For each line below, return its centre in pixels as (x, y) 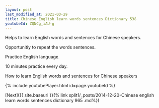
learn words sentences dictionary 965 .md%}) (52, 101)
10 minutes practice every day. (37, 66)
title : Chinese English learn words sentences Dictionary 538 (71, 19)
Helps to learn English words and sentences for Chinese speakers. (73, 38)
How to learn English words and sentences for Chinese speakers (71, 76)
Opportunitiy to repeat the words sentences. (50, 47)
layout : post (19, 10)
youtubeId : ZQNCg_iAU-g (30, 24)
